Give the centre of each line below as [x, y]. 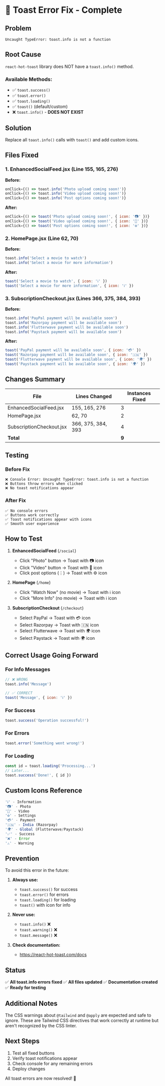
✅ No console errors [27, 511]
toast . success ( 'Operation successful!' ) [47, 721]
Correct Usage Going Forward [52, 655]
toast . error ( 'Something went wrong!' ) [45, 743]
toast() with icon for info [45, 905]
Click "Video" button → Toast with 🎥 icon [61, 567]
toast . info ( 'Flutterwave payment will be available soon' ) [67, 327]
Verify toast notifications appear [45, 1058]
